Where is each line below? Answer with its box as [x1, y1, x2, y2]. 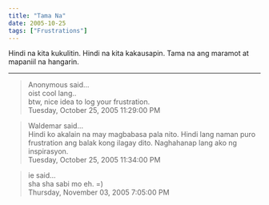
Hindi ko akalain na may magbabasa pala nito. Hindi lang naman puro [27, 130, 256, 139]
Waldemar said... [27, 121, 84, 131]
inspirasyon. [27, 147, 69, 156]
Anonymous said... [27, 80, 90, 90]
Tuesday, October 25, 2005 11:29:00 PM [27, 106, 161, 115]
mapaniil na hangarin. [8, 57, 80, 66]
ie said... [27, 171, 56, 180]
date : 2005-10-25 [8, 19, 66, 27]
